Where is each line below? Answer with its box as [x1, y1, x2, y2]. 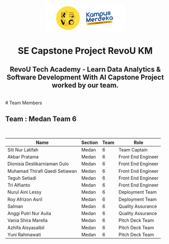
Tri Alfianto [7, 182, 30, 188]
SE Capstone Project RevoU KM [17, 45, 153, 56]
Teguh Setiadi [7, 175, 37, 181]
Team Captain [118, 146, 148, 152]
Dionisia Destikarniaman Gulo [7, 161, 69, 167]
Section [81, 139, 98, 145]
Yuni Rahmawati [7, 231, 42, 237]
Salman [7, 203, 23, 209]
